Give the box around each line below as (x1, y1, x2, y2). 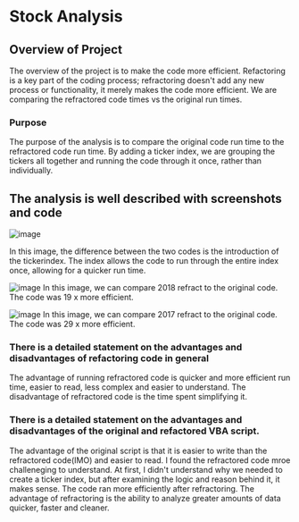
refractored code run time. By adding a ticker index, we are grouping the (9, 146, 275, 157)
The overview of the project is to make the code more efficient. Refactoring (9, 65, 286, 76)
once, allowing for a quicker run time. (9, 265, 146, 276)
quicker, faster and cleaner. (9, 502, 110, 513)
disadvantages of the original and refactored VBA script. (9, 425, 261, 437)
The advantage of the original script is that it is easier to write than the (9, 445, 268, 456)
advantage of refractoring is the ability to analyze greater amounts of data (9, 493, 281, 503)
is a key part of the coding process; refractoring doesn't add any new (9, 75, 265, 86)
